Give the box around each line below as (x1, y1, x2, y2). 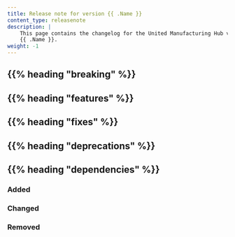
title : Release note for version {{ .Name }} (7, 10, 142, 17)
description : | (7, 23, 52, 30)
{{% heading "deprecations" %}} (7, 140, 156, 152)
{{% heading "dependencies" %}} (7, 164, 160, 175)
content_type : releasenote (7, 17, 86, 24)
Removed (7, 222, 41, 231)
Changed (7, 203, 40, 213)
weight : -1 (7, 43, 39, 50)
